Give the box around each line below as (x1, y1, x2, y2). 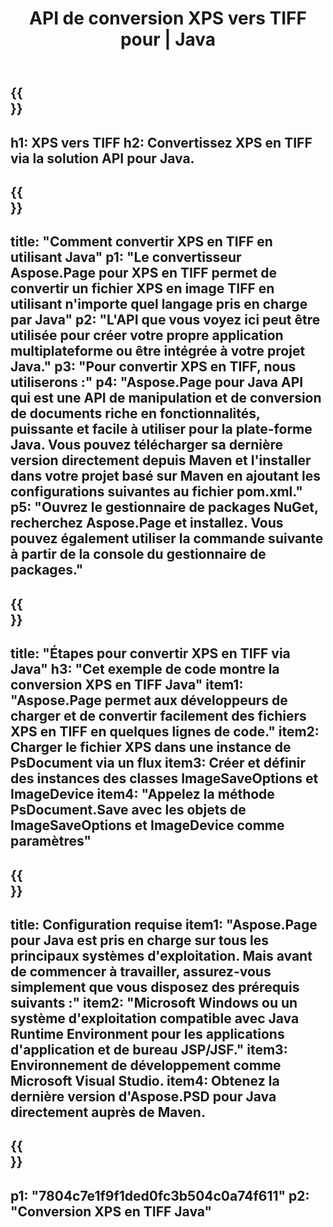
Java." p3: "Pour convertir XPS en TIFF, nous (10, 358, 297, 376)
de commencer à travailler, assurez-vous (10, 963, 272, 980)
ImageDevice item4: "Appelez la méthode (10, 786, 275, 803)
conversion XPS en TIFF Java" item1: (10, 677, 244, 694)
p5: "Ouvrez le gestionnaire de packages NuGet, (10, 499, 319, 516)
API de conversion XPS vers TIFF (29, 7, 307, 30)
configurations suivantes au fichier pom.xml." (10, 483, 303, 501)
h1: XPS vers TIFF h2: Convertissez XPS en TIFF (10, 134, 313, 151)
